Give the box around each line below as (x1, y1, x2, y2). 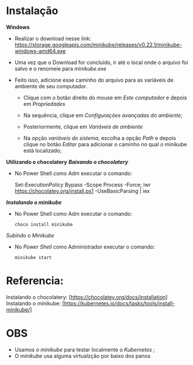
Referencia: (6, 274, 64, 287)
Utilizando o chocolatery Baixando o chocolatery (6, 158, 128, 165)
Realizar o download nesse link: (14, 35, 92, 42)
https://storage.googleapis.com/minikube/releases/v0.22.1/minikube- (14, 41, 182, 48)
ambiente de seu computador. (14, 82, 87, 89)
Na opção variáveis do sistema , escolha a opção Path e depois (23, 134, 176, 142)
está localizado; (23, 147, 62, 154)
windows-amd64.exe (14, 47, 66, 54)
